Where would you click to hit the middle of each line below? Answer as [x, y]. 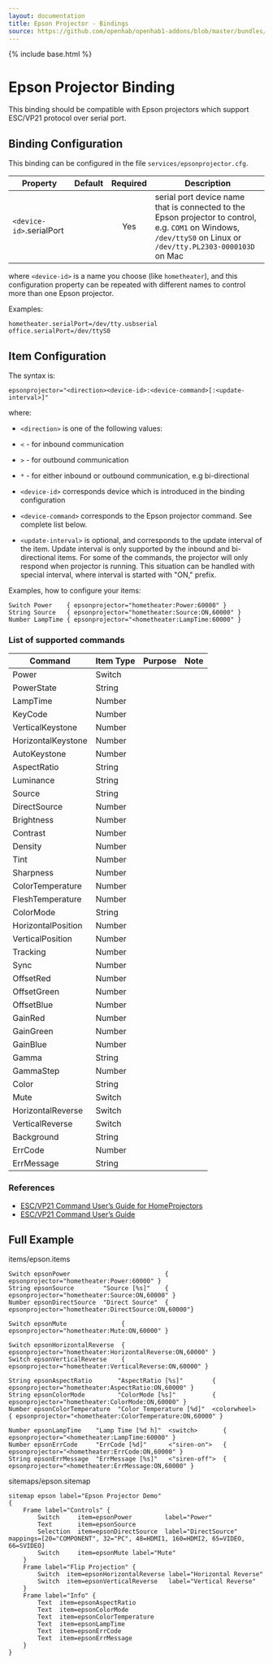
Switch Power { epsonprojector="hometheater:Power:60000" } [118, 605]
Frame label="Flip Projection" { [80, 1567]
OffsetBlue [33, 1005]
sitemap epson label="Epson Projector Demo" [85, 1497]
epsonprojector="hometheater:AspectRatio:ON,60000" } [102, 1388]
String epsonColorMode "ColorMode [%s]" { [113, 1395]
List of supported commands [67, 640]
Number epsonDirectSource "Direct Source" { [89, 1303]
